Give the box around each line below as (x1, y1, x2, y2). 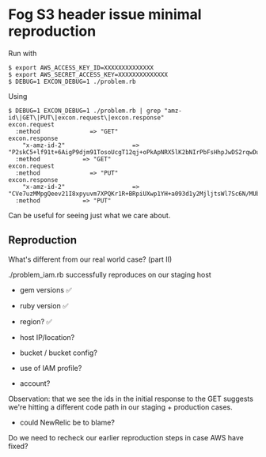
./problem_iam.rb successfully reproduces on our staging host (8, 270, 211, 279)
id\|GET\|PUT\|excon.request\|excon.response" (8, 113, 165, 122)
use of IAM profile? (19, 363, 82, 372)
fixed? (8, 441, 28, 451)
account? (19, 378, 51, 388)
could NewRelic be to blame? (19, 417, 115, 427)
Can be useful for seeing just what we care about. (8, 210, 171, 220)
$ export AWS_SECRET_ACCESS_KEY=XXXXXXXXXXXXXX (8, 70, 169, 78)
